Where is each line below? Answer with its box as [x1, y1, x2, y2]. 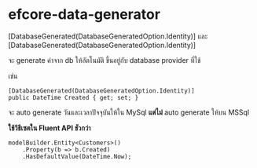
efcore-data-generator [8, 5, 161, 24]
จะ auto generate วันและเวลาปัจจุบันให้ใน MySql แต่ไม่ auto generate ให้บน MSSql [8, 108, 250, 117]
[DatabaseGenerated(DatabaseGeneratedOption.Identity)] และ [8, 31, 208, 41]
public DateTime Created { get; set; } [8, 93, 139, 101]
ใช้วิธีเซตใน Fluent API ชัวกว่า [8, 123, 91, 133]
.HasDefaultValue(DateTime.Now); [22, 152, 132, 160]
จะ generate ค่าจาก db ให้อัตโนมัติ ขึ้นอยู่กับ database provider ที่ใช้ [8, 55, 201, 64]
